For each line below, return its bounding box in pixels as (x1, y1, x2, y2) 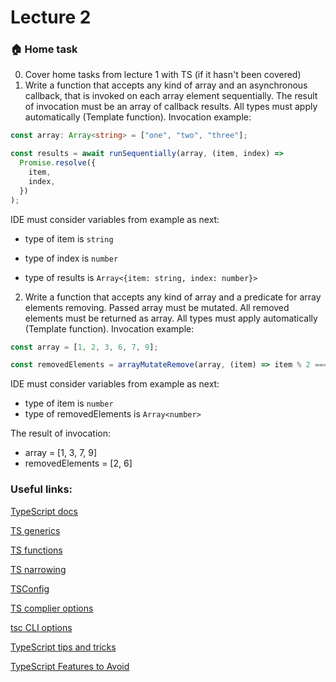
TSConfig (10, 582, 50, 595)
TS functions (10, 544, 63, 556)
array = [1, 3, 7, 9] (24, 447, 98, 459)
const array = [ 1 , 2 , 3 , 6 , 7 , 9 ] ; (10, 342, 159, 352)
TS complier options (10, 602, 94, 614)
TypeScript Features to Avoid (10, 660, 130, 672)
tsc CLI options (10, 621, 73, 633)
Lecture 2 (10, 6, 92, 29)
